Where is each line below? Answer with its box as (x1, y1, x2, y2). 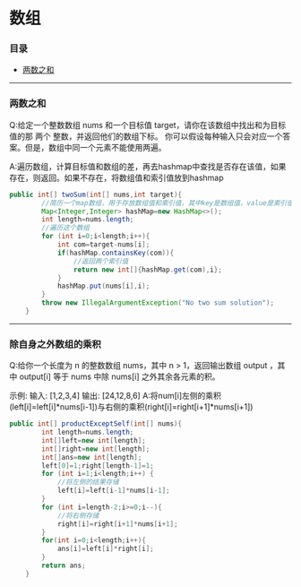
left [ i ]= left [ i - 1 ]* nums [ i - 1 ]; (56, 486, 170, 496)
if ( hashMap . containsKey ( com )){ (56, 248, 175, 257)
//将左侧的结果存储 (56, 478, 119, 487)
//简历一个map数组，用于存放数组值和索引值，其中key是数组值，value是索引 (41, 198, 288, 207)
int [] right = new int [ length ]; (41, 445, 150, 453)
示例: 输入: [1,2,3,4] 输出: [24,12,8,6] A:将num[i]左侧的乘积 (9, 391, 222, 401)
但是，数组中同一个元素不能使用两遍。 (24, 142, 167, 152)
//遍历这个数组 (41, 223, 90, 233)
